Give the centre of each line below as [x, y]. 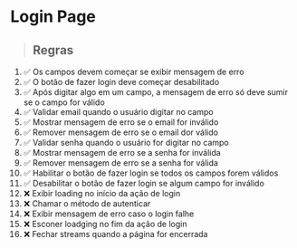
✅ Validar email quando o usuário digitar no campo [118, 112]
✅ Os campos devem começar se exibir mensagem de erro [134, 72]
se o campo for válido [64, 102]
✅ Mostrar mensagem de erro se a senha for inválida [122, 153]
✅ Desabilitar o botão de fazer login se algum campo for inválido [144, 183]
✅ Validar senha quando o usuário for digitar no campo [126, 143]
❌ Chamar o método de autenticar [87, 204]
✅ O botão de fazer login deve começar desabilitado [121, 82]
